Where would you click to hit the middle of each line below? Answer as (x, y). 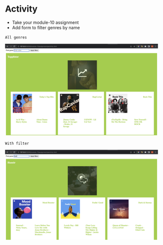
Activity (21, 9)
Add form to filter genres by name (46, 27)
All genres (16, 37)
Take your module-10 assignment (45, 22)
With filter (17, 144)
